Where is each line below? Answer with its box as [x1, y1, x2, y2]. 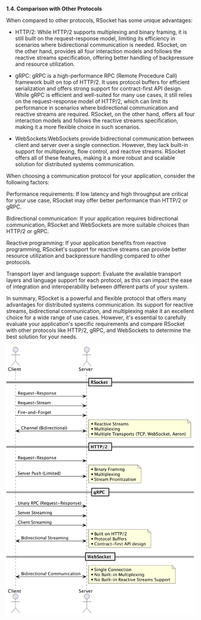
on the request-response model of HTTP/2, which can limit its [14, 98, 169, 105]
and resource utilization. [14, 60, 75, 67]
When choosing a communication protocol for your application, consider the [6, 172, 196, 180]
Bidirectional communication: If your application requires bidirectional [6, 215, 179, 222]
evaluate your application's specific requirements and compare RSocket [6, 321, 185, 327]
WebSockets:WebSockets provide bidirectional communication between [14, 135, 194, 142]
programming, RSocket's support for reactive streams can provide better [6, 246, 187, 252]
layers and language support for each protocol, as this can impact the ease [6, 277, 193, 284]
